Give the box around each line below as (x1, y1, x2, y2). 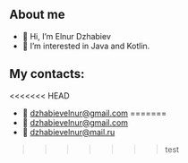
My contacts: (9, 66, 85, 81)
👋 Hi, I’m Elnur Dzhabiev (21, 30, 112, 41)
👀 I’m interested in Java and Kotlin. (21, 40, 150, 51)
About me (9, 7, 65, 22)
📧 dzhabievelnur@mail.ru (21, 126, 115, 137)
